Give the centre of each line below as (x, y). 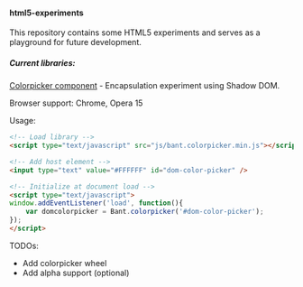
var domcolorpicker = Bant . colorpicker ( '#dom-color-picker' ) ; (145, 212)
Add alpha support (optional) (76, 273)
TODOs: (24, 245)
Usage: (23, 121)
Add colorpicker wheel (64, 263)
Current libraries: (42, 62)
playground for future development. (76, 42)
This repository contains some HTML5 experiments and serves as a (135, 32)
